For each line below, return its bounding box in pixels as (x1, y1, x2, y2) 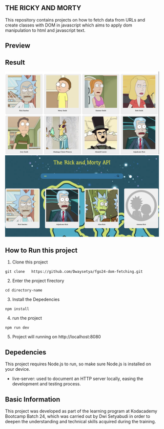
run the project (12, 315, 42, 321)
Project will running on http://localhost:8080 (12, 334, 101, 340)
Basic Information (5, 395, 61, 404)
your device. (5, 366, 30, 372)
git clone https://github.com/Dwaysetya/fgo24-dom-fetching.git (5, 269, 143, 274)
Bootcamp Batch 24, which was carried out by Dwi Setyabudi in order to (5, 413, 150, 419)
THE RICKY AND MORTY (5, 4, 82, 12)
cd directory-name (5, 288, 42, 293)
